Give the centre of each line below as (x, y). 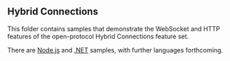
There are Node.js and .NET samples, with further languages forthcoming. (115, 50)
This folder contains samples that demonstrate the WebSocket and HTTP (114, 28)
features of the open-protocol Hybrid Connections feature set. (98, 36)
